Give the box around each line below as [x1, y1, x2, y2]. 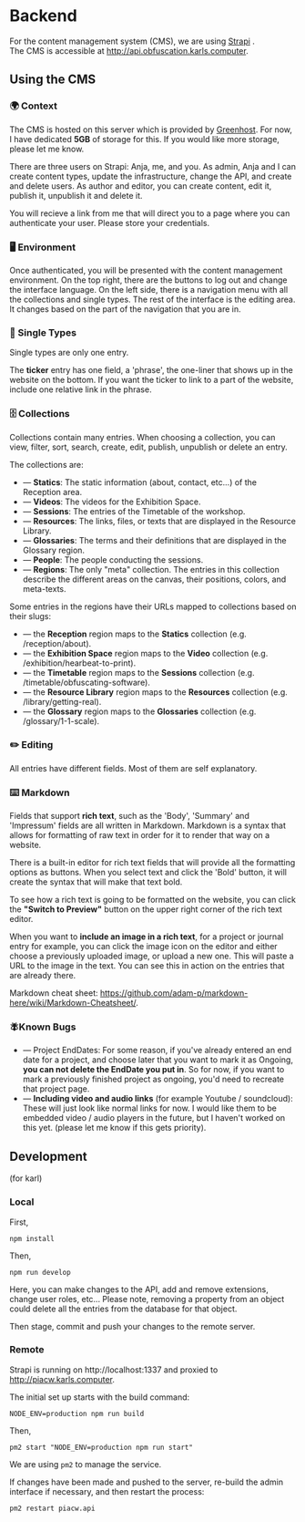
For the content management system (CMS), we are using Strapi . [9, 36, 255, 47]
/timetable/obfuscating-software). [22, 677, 150, 688]
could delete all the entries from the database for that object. [9, 1303, 238, 1314]
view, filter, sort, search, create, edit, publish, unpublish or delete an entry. [9, 441, 289, 452]
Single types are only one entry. [9, 347, 129, 358]
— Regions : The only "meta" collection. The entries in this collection [22, 564, 280, 575]
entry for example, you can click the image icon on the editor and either [9, 941, 278, 952]
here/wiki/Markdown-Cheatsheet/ [9, 998, 137, 1009]
